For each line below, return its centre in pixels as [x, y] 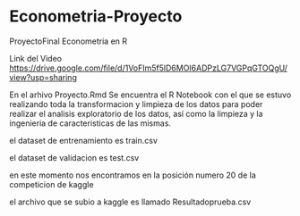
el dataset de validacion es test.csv [74, 157]
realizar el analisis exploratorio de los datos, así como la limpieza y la [136, 113]
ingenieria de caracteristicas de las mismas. [90, 123]
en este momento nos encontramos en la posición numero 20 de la [133, 175]
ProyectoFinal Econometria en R [69, 41]
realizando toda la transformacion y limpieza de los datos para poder [136, 104]
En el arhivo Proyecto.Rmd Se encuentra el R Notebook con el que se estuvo [150, 95]
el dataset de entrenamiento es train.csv [84, 140]
